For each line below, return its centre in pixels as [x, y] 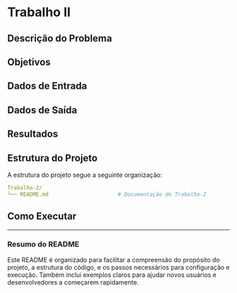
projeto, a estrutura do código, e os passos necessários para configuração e [119, 267]
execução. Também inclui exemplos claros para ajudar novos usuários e [112, 275]
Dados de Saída [42, 110]
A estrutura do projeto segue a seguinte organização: [85, 175]
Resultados [33, 134]
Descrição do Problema [60, 38]
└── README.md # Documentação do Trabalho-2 [107, 194]
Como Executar [42, 217]
